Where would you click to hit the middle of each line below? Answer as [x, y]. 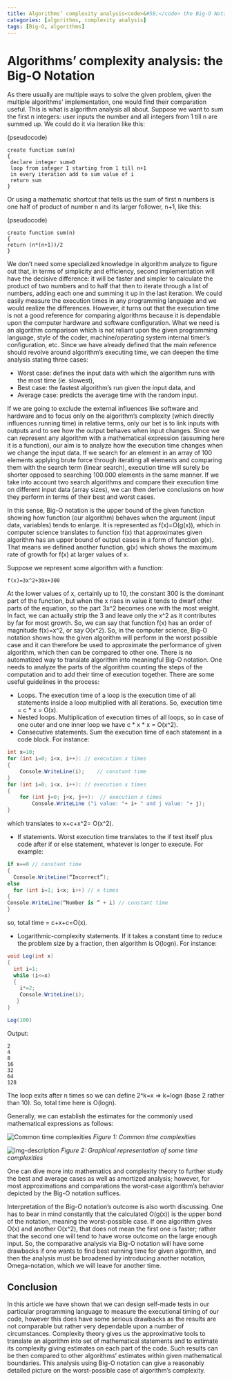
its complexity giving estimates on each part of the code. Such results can [113, 1348]
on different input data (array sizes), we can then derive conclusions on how [116, 490]
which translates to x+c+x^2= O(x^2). [60, 824]
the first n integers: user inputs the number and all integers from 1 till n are [112, 117]
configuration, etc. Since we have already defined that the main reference [112, 345]
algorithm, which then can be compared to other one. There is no [100, 653]
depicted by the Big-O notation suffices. [64, 1193]
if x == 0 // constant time [44, 864]
